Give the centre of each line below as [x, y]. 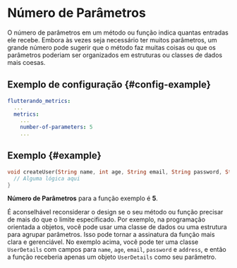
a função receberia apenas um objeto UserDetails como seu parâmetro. [112, 257]
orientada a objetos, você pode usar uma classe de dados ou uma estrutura [117, 227]
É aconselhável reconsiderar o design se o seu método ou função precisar [115, 212]
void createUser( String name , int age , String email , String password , [115, 172]
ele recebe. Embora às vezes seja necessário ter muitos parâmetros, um [112, 39]
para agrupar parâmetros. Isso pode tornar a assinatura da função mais [111, 235]
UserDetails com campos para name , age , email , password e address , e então [117, 250]
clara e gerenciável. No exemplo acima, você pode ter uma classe [103, 242]
